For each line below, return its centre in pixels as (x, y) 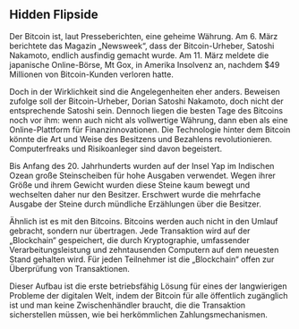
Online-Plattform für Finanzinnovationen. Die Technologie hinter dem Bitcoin (150, 130)
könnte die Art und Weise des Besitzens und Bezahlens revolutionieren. (141, 139)
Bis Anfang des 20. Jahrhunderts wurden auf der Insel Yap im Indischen (142, 165)
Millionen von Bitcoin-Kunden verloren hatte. (92, 74)
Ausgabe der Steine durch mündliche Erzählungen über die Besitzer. (135, 204)
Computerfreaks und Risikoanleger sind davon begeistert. (115, 148)
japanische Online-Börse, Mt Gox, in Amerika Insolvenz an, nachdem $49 (145, 64)
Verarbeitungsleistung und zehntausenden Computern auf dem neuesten (144, 249)
